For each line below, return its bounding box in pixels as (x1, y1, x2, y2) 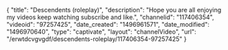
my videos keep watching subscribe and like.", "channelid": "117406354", (6, 13, 215, 21)
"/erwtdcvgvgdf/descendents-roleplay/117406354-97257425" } (6, 35, 187, 43)
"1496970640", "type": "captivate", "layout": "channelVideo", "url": (6, 27, 197, 36)
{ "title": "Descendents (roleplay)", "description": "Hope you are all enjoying (6, 6, 222, 14)
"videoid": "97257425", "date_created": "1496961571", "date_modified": (6, 21, 210, 28)
